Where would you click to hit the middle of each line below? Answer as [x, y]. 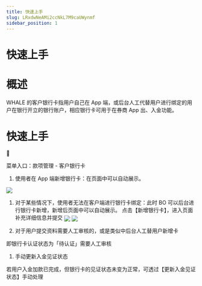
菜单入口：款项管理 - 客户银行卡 [46, 166]
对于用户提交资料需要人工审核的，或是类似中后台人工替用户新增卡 [96, 231]
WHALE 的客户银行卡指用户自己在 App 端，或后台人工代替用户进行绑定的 [97, 102]
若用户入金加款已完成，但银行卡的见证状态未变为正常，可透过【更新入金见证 [101, 269]
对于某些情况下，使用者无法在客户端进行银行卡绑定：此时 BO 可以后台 [102, 203]
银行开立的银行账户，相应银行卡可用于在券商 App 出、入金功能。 [97, 110]
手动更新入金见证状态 [41, 256]
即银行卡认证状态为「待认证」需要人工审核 [59, 243]
